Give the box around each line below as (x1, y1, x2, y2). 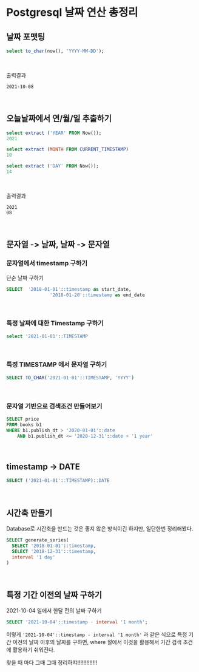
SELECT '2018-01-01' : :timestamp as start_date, (6, 286, 132, 292)
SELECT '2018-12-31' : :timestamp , (12, 548, 96, 554)
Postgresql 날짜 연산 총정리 (6, 5, 138, 19)
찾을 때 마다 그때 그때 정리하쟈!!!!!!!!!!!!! (6, 659, 98, 667)
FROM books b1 (6, 421, 42, 428)
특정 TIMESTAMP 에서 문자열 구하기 (6, 361, 107, 369)
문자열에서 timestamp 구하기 (6, 259, 88, 268)
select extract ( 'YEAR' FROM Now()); (6, 130, 102, 136)
